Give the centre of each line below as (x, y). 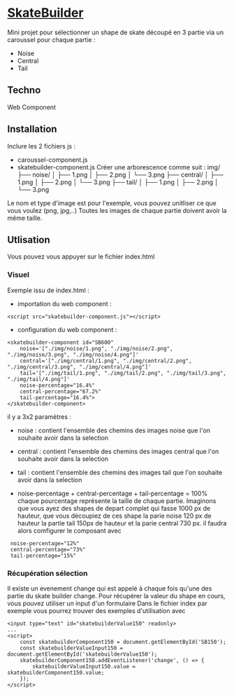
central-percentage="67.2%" (60, 391)
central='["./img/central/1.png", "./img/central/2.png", (106, 361)
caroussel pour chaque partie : (51, 39)
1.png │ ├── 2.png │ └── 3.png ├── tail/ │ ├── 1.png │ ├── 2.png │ (118, 182)
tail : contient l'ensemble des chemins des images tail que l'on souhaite (120, 472)
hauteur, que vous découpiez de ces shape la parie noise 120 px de (114, 516)
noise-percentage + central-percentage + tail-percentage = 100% (112, 493)
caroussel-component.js (52, 160)
